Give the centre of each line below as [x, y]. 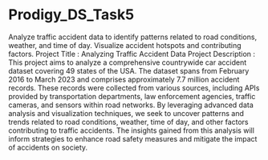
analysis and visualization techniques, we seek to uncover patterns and [126, 113]
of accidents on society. [48, 147]
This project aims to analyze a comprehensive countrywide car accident [128, 62]
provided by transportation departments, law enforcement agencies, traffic [132, 96]
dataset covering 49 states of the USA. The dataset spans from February [129, 70]
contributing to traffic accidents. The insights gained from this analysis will [132, 130]
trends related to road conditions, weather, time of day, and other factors [128, 122]
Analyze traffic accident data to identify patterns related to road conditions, [133, 37]
